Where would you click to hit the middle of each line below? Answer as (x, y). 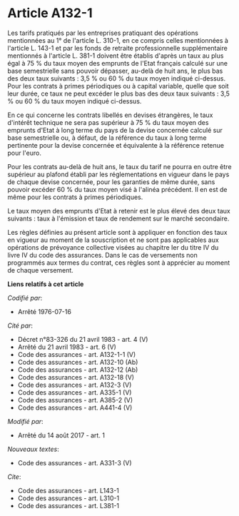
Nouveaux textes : (33, 449)
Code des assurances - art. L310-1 (68, 498)
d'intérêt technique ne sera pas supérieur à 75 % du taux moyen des (108, 122)
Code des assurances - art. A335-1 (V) (75, 392)
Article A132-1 (50, 13)
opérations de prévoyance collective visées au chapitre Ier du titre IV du (113, 247)
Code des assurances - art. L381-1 (68, 505)
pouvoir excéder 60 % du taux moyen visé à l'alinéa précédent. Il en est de (117, 189)
